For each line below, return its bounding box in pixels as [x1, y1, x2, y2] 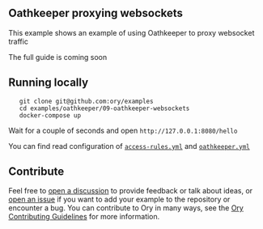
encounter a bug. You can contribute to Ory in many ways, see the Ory [8, 203, 244, 213]
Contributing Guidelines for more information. [8, 212, 160, 222]
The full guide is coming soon [8, 52, 108, 61]
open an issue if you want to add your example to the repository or [8, 194, 231, 205]
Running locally [8, 76, 89, 90]
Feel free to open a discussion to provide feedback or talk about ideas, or [8, 186, 253, 196]
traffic [8, 36, 28, 46]
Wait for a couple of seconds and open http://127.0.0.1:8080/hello [8, 125, 238, 135]
